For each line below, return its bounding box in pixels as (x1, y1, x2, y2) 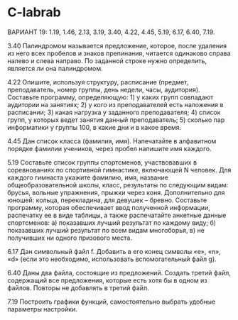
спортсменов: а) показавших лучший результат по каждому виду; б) (7, 218, 217, 227)
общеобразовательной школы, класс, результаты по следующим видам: (7, 180, 229, 189)
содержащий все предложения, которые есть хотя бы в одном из (7, 276, 207, 285)
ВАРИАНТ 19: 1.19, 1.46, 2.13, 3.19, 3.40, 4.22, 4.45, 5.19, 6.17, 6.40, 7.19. (7, 28, 215, 36)
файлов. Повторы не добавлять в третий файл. (7, 283, 149, 292)
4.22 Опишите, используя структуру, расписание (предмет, (7, 77, 189, 86)
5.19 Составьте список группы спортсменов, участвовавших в (7, 158, 198, 167)
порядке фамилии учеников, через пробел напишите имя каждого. (7, 144, 212, 153)
